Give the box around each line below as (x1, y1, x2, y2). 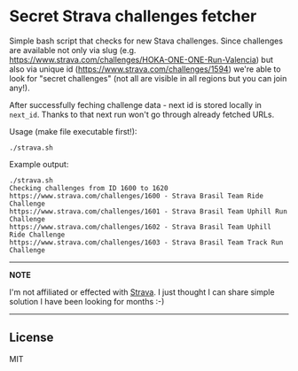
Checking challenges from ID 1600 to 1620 (9, 183, 169, 192)
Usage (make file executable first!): (9, 126, 137, 136)
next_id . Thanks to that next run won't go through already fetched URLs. (9, 109, 275, 120)
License (9, 330, 54, 345)
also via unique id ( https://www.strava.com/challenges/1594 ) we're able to (9, 64, 281, 74)
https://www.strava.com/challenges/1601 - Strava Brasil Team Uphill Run (9, 206, 288, 216)
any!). (9, 82, 30, 93)
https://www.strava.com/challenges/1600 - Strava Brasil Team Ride (9, 191, 264, 200)
